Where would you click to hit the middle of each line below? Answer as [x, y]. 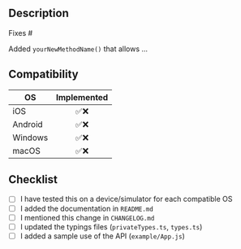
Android [28, 124]
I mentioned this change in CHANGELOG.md [87, 217]
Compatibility [43, 74]
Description [39, 13]
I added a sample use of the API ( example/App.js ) [102, 236]
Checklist [33, 179]
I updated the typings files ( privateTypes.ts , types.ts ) [111, 226]
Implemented [82, 97]
